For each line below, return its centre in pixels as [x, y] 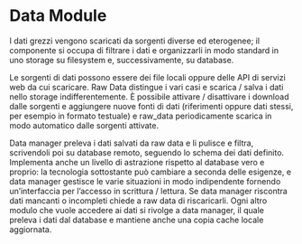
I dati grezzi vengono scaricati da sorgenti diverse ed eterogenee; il [134, 41]
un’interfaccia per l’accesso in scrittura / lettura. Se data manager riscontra [149, 191]
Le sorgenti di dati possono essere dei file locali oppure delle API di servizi [147, 77]
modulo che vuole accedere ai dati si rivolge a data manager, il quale [137, 210]
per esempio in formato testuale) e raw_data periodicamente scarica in [141, 116]
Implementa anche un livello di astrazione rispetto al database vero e [137, 162]
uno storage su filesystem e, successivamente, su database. [122, 60]
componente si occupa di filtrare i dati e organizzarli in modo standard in [144, 50]
